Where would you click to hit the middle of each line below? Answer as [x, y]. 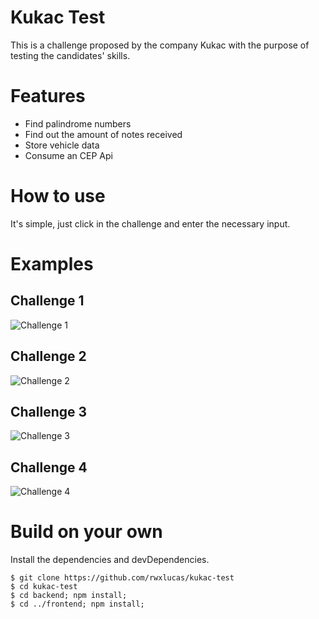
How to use [58, 196]
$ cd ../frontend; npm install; [77, 604]
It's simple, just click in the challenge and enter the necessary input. [150, 223]
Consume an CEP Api [68, 155]
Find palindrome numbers [78, 123]
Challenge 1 [47, 301]
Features [48, 96]
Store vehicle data [62, 145]
